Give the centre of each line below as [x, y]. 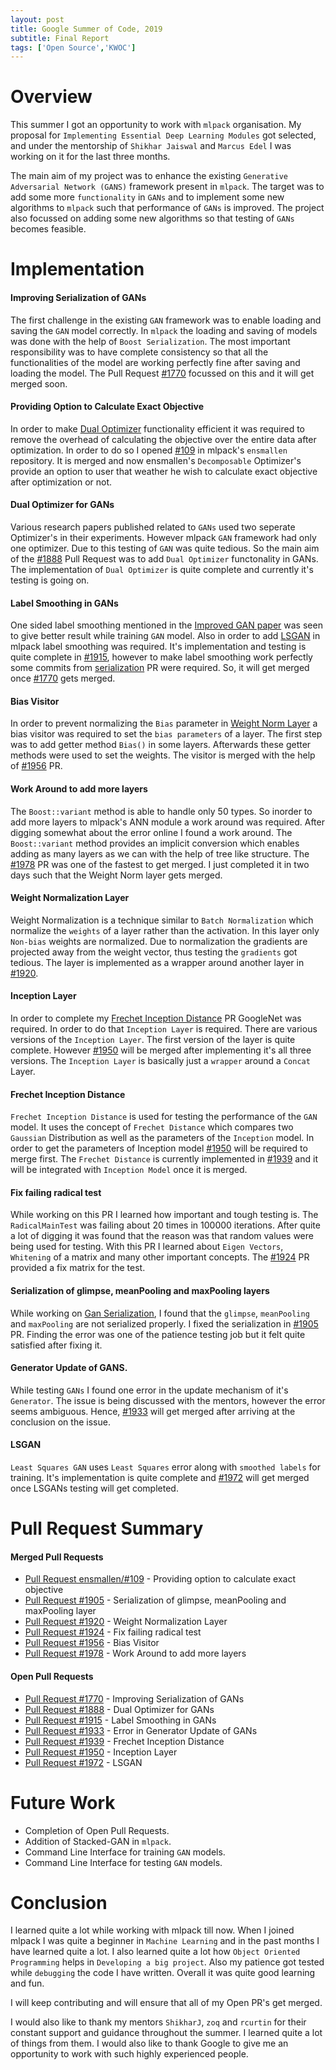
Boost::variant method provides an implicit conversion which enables [155, 843]
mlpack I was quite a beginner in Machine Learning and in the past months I [165, 1941]
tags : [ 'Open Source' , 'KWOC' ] [73, 47]
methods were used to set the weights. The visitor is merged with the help [163, 755]
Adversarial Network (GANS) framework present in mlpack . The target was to [167, 187]
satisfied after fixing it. [56, 1345]
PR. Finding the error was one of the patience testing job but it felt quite [158, 1334]
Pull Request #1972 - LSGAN [83, 1762]
